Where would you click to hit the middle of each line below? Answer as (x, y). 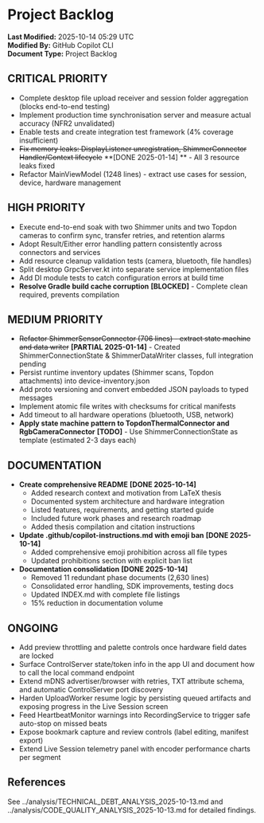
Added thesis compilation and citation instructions (113, 527)
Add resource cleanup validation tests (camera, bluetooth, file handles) (135, 261)
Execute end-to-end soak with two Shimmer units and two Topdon (128, 227)
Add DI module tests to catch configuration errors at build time (121, 277)
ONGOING (33, 628)
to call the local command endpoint (77, 672)
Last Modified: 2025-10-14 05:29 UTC (71, 37)
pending (33, 364)
